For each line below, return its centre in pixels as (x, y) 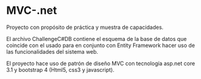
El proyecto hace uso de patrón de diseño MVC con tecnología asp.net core (101, 63)
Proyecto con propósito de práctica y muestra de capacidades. (85, 27)
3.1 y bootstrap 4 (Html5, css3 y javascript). (61, 69)
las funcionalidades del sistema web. (52, 51)
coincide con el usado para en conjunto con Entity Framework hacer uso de (101, 45)
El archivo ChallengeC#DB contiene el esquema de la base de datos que (97, 39)
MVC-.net (32, 11)
